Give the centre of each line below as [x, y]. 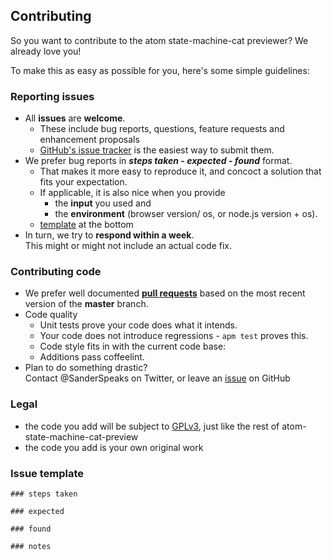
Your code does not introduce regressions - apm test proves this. [174, 336]
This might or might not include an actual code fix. [128, 246]
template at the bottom [86, 225]
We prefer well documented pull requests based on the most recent [165, 293]
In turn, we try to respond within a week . [109, 235]
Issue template [47, 473]
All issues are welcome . [75, 118]
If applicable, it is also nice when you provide [132, 193]
